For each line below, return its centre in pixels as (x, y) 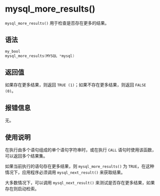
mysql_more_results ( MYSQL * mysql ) (40, 56)
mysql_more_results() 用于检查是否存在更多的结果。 (57, 23)
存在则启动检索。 (22, 189)
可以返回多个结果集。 (26, 156)
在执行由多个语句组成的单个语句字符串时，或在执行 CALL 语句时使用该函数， (81, 150)
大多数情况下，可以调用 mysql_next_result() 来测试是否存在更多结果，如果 (80, 182)
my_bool (13, 51)
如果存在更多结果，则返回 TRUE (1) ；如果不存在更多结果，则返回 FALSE (76, 85)
